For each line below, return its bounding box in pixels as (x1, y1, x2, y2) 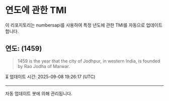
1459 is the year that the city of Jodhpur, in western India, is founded (17, 58, 160, 64)
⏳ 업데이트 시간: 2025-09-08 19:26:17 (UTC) (5, 73, 96, 79)
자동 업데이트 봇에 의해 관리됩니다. (5, 90, 72, 96)
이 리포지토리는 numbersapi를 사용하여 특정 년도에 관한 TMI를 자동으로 (5, 22, 145, 28)
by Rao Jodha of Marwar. (17, 63, 70, 69)
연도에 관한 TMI (5, 4, 67, 16)
